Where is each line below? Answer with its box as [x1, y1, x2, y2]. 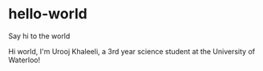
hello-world [8, 5, 88, 23]
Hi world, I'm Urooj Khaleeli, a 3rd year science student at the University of [8, 46, 255, 56]
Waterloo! [8, 55, 41, 65]
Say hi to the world [8, 31, 71, 41]
